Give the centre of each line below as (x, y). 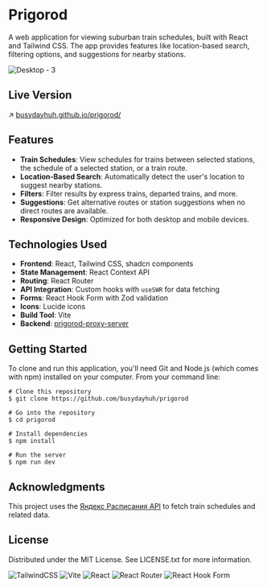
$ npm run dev (32, 462)
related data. (29, 515)
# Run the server (37, 455)
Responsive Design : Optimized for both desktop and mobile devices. (134, 219)
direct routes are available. (64, 210)
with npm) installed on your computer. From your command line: (115, 377)
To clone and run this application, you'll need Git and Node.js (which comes (133, 369)
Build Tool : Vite (45, 315)
